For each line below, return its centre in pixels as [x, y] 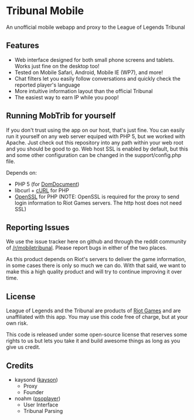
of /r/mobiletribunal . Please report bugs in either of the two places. [86, 248]
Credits [20, 366]
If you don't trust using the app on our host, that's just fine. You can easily [95, 130]
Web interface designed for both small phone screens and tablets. [94, 59]
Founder [33, 392]
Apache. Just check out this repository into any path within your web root [95, 142]
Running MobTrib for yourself [61, 116]
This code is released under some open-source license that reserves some [97, 335]
